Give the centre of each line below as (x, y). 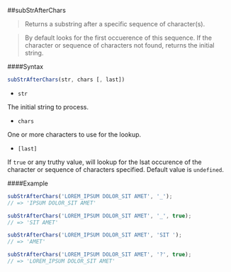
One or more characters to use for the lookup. (74, 134)
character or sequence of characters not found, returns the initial (119, 45)
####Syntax (26, 66)
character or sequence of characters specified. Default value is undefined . (116, 169)
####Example (28, 183)
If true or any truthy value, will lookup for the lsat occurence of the (105, 162)
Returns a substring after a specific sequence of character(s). (115, 24)
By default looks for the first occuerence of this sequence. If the (118, 38)
